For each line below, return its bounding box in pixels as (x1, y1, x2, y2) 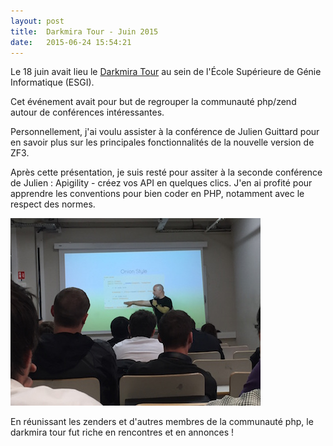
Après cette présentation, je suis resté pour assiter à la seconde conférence (10, 166, 323, 179)
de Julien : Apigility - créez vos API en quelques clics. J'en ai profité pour (10, 177, 313, 189)
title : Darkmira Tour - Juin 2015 (10, 26, 159, 37)
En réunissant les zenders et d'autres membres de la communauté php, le (10, 416, 314, 428)
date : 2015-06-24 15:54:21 (10, 37, 132, 47)
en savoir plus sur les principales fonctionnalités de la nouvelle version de (10, 136, 315, 149)
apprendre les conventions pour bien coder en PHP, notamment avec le (10, 188, 305, 200)
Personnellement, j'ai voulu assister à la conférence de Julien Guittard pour (10, 126, 320, 138)
